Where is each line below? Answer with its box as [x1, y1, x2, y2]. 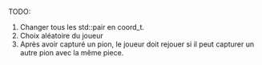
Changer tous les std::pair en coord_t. [19, 22, 145, 31]
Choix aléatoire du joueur [19, 31, 104, 40]
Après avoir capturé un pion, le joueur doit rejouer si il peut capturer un [19, 39, 255, 49]
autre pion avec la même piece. [19, 48, 124, 57]
